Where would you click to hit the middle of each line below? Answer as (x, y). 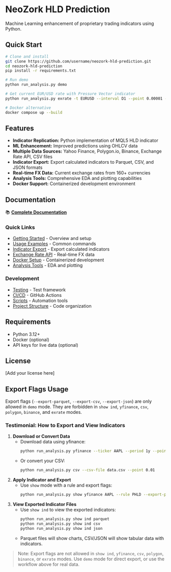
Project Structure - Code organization (52, 306)
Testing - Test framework (39, 290)
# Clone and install (27, 56)
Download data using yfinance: (53, 442)
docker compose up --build (34, 112)
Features (20, 128)
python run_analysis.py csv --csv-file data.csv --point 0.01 (88, 470)
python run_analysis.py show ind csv (60, 524)
